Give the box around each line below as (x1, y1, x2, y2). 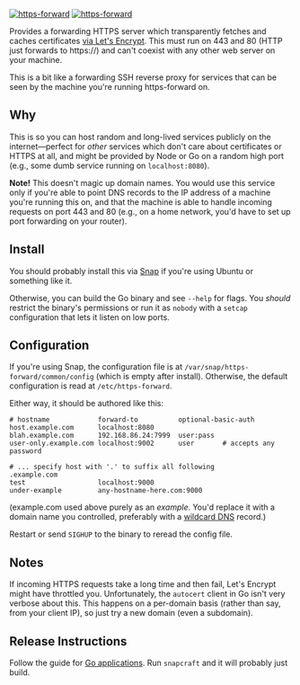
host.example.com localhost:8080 (9, 423, 154, 432)
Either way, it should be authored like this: (9, 398, 164, 409)
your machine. (9, 55, 63, 65)
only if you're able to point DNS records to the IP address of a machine (9, 187, 271, 198)
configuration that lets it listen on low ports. (9, 311, 171, 323)
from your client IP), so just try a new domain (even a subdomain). (9, 608, 253, 618)
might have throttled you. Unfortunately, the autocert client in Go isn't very (9, 589, 286, 600)
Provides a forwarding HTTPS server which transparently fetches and (9, 26, 267, 36)
